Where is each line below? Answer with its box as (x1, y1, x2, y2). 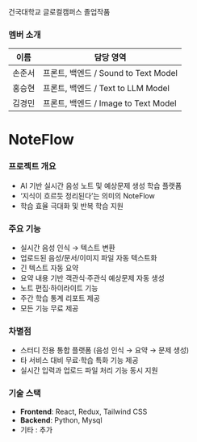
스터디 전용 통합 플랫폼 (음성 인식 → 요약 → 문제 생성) (19, 345, 190, 355)
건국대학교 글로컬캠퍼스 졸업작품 (8, 7, 111, 16)
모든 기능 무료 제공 (19, 303, 79, 313)
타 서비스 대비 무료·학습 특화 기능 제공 (19, 356, 139, 365)
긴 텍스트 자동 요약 (19, 263, 79, 273)
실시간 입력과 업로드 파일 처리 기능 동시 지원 (19, 365, 159, 375)
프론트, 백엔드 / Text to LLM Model (43, 83, 170, 94)
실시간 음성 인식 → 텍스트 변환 (19, 243, 115, 252)
